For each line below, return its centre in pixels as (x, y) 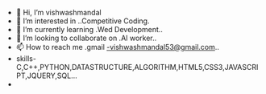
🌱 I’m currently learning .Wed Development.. (89, 29)
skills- (26, 59)
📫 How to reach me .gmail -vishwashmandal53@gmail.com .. (118, 47)
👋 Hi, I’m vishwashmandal (59, 12)
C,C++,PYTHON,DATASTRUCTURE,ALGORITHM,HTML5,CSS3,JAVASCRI (137, 67)
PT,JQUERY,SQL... (47, 76)
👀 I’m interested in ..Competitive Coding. (83, 21)
